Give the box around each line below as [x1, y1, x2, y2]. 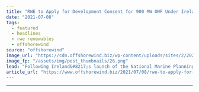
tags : [6, 19, 20, 25]
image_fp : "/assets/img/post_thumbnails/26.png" [6, 58, 129, 64]
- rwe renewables [11, 36, 54, 42]
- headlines [11, 31, 41, 37]
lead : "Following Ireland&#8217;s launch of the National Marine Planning [6, 63, 195, 70]
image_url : [6, 52, 33, 58]
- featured [11, 25, 38, 31]
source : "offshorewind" [6, 47, 65, 53]
